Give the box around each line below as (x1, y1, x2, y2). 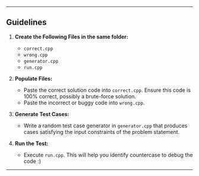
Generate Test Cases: (14, 110, 70, 117)
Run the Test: (14, 140, 49, 147)
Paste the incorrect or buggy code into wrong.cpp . (23, 99, 145, 106)
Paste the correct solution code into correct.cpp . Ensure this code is (23, 87, 191, 94)
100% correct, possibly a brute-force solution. (23, 92, 136, 100)
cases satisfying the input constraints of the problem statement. (23, 128, 180, 135)
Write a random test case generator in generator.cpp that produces (23, 122, 188, 129)
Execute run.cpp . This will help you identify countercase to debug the (23, 151, 193, 158)
